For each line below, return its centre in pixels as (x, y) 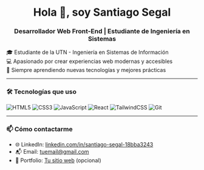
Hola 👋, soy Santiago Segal (102, 12)
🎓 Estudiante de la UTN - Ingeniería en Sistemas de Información (87, 52)
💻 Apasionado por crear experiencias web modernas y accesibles (90, 61)
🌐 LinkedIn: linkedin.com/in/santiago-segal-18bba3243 (84, 145)
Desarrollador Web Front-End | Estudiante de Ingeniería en (102, 31)
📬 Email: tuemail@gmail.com (52, 152)
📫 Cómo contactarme (39, 129)
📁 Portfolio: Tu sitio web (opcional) (58, 160)
